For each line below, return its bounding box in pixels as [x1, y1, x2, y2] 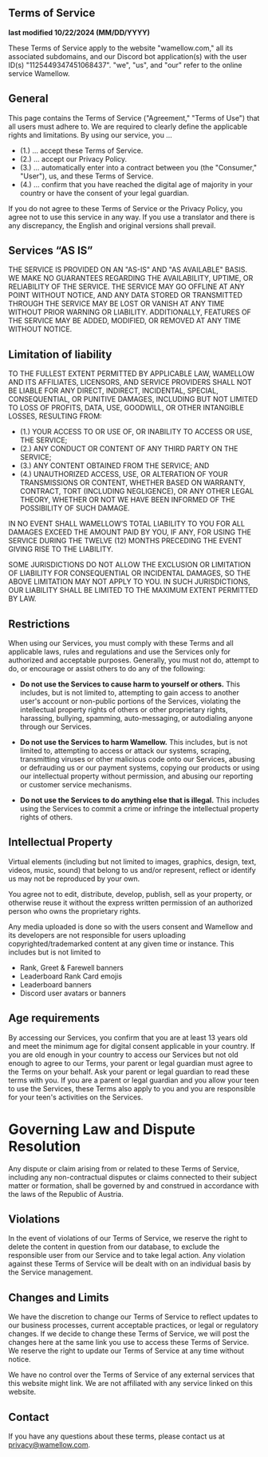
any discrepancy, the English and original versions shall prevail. [8, 220, 216, 230]
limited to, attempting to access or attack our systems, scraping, [19, 746, 231, 755]
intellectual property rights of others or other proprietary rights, [19, 705, 228, 714]
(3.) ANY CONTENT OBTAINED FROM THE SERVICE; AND [19, 461, 210, 470]
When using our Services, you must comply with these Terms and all [8, 638, 234, 648]
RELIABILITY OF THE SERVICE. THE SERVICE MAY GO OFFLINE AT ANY [8, 282, 245, 291]
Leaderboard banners [19, 979, 92, 989]
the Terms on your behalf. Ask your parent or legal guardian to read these [8, 1067, 250, 1076]
